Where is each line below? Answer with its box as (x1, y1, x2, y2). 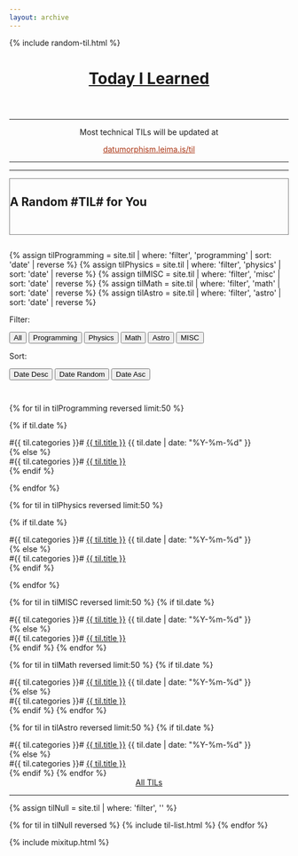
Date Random (59, 369, 106, 379)
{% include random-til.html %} (9, 37, 122, 48)
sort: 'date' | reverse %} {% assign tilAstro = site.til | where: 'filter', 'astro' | (9, 287, 282, 298)
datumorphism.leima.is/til (103, 144, 195, 154)
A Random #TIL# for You (10, 194, 148, 209)
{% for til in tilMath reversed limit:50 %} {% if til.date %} (9, 659, 214, 670)
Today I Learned (88, 68, 210, 89)
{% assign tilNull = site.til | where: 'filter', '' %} (9, 802, 177, 813)
